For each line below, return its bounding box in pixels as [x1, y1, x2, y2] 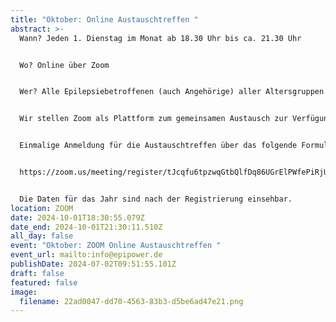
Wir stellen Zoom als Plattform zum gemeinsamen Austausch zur [19, 114, 288, 124]
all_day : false [10, 231, 74, 241]
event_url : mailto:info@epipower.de [10, 250, 163, 260]
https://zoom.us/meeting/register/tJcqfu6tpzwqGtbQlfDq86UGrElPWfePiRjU [19, 167, 329, 177]
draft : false [10, 268, 65, 278]
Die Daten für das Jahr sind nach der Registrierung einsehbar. [19, 194, 293, 204]
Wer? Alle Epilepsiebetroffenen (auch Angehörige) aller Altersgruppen [19, 87, 325, 97]
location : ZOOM [10, 203, 74, 213]
